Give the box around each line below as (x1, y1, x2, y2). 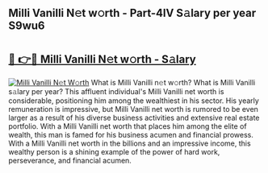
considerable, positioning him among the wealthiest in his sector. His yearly (8, 96, 260, 105)
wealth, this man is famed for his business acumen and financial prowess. (8, 130, 254, 139)
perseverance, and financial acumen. (8, 156, 132, 165)
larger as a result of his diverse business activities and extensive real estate (8, 113, 260, 122)
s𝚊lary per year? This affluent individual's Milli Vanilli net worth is (8, 87, 224, 96)
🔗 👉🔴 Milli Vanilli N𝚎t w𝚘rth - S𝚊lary (8, 52, 196, 66)
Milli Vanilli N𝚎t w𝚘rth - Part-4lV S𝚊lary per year (8, 6, 257, 20)
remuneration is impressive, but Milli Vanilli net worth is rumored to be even (8, 105, 258, 113)
